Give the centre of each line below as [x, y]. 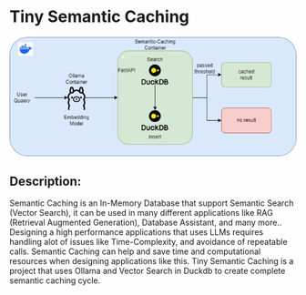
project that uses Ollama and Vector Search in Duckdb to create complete [148, 271]
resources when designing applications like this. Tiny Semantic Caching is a [152, 261]
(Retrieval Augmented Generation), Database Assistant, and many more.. [146, 223]
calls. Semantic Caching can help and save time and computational [135, 251]
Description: [46, 181]
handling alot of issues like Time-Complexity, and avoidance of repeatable [149, 242]
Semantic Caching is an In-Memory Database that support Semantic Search [152, 203]
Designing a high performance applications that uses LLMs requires [137, 232]
